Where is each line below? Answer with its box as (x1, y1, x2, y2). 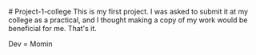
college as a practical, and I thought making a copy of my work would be (8, 15, 248, 25)
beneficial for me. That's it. (8, 24, 98, 33)
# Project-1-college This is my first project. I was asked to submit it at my (8, 7, 249, 16)
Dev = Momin (8, 39, 53, 49)
